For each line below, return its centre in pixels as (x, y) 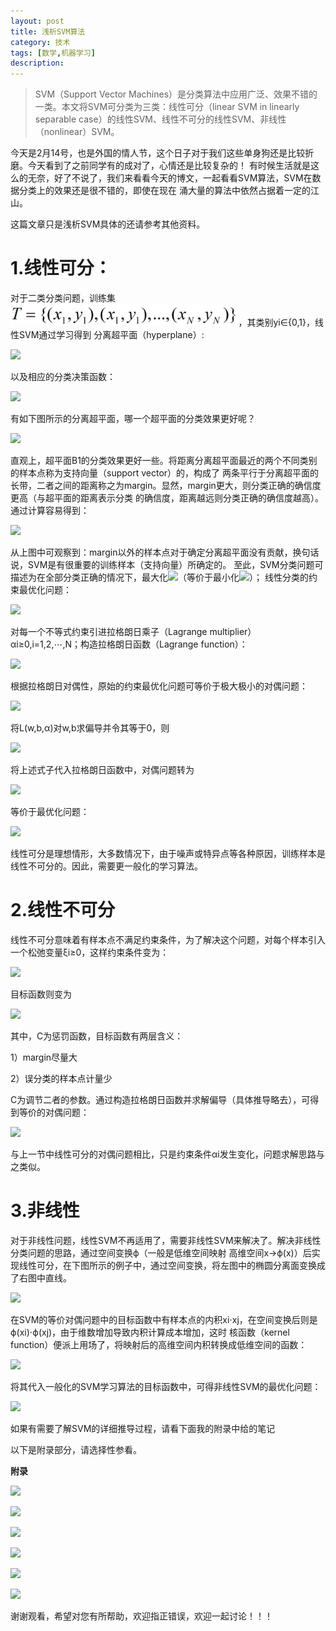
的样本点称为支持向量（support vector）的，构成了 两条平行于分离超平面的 (165, 473)
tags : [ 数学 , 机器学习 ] (53, 53)
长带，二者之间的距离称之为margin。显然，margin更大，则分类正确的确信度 (166, 486)
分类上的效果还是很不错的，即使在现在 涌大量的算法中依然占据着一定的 (164, 191)
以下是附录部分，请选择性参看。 (76, 1449)
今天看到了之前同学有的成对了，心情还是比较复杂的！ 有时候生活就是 (169, 166)
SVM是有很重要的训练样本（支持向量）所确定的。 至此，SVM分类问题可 (175, 565)
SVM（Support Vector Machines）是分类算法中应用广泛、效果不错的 (176, 94)
